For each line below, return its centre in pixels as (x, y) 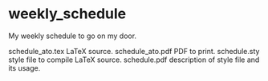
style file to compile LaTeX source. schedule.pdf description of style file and (134, 60)
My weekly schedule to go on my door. (73, 36)
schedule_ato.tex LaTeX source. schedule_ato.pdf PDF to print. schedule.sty (134, 51)
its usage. (24, 67)
